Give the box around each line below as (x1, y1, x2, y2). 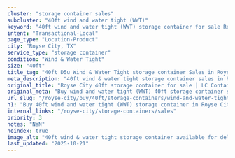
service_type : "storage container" (7, 50, 111, 57)
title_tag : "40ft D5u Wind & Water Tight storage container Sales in (7, 69, 215, 76)
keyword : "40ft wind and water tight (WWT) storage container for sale (7, 23, 220, 30)
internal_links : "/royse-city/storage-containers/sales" (7, 108, 177, 115)
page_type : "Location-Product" (7, 36, 99, 43)
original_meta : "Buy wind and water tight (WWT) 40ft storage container (7, 88, 224, 95)
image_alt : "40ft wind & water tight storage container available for (7, 134, 218, 141)
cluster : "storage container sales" (7, 10, 114, 17)
